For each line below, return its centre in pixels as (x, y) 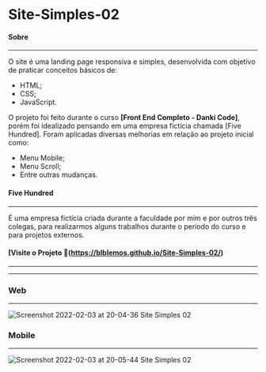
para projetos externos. (46, 235)
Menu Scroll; (40, 167)
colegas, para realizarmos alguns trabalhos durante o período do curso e (127, 226)
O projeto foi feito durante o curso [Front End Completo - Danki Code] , (124, 118)
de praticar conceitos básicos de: (63, 70)
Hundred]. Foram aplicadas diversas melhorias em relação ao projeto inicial (131, 134)
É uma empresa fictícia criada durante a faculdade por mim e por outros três (133, 218)
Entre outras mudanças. (59, 175)
